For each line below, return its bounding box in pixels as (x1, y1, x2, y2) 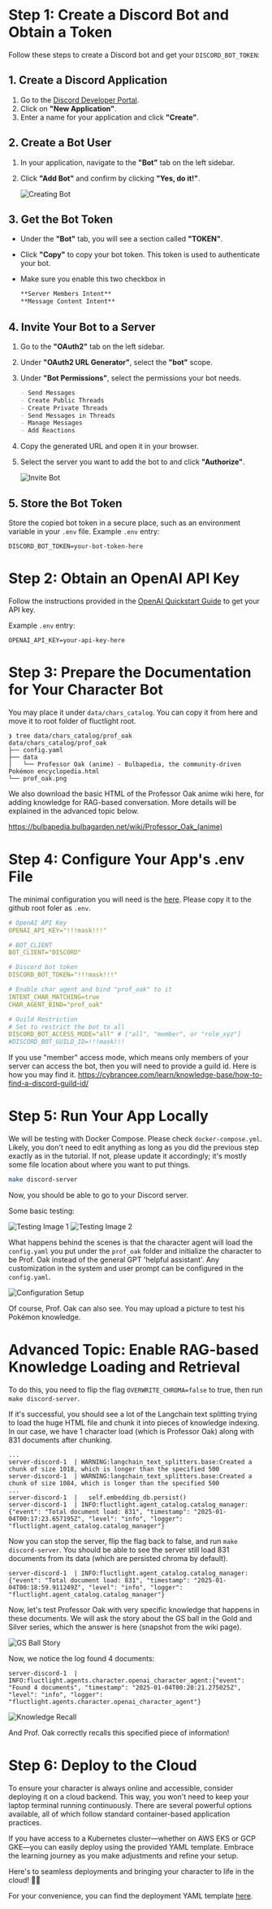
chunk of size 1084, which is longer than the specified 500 (8, 1479, 220, 1487)
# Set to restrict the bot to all (8, 1023, 126, 1031)
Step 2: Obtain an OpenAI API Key (8, 569, 240, 588)
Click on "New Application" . (19, 103, 117, 113)
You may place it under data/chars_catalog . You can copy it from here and (8, 707, 258, 717)
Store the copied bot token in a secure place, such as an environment (8, 518, 241, 528)
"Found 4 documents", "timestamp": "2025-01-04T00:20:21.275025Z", (8, 1683, 242, 1692)
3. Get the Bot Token (8, 212, 114, 226)
